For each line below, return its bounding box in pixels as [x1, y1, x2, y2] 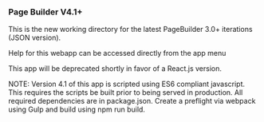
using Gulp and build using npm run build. [8, 104, 146, 114]
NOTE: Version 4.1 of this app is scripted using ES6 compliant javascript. [8, 79, 246, 89]
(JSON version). [8, 33, 61, 42]
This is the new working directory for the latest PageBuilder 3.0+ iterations [8, 25, 253, 34]
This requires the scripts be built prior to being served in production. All [8, 88, 243, 97]
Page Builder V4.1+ [8, 6, 83, 18]
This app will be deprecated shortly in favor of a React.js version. [8, 64, 222, 73]
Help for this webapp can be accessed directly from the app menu [8, 49, 227, 58]
